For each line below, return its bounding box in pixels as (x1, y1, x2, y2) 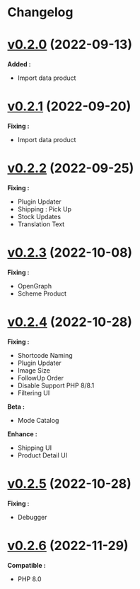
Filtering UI (17, 388, 50, 397)
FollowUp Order (17, 373, 64, 382)
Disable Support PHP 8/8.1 (17, 381, 95, 390)
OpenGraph (17, 281, 52, 290)
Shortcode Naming (17, 351, 73, 359)
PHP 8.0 (17, 574, 42, 583)
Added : (7, 60, 31, 69)
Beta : (7, 402, 25, 411)
